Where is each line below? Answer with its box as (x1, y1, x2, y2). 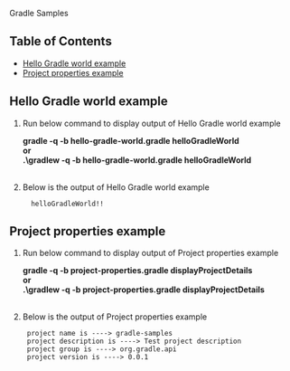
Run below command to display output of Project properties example (22, 248, 279, 259)
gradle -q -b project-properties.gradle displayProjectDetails (22, 265, 253, 276)
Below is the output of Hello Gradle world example (22, 181, 210, 193)
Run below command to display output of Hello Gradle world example (22, 118, 282, 128)
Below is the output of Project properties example (22, 311, 208, 322)
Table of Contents (9, 33, 113, 49)
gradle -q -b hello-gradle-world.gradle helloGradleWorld (22, 135, 239, 146)
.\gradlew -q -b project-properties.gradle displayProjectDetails (22, 284, 265, 295)
